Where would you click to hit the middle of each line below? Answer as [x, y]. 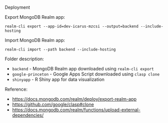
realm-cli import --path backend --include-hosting [60, 50]
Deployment [17, 7]
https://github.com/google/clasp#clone [53, 104]
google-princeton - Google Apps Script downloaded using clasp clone [86, 74]
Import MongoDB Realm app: [35, 40]
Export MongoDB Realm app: [35, 17]
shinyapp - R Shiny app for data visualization [58, 79]
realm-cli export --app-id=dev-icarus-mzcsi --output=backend [72, 26]
